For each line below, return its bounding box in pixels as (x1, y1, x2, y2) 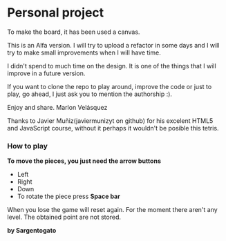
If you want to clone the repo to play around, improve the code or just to (7, 82, 212, 90)
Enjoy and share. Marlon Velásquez (7, 103, 108, 111)
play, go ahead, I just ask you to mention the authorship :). (7, 90, 173, 98)
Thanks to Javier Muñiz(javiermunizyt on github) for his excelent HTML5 (7, 116, 214, 125)
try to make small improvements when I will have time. (7, 48, 161, 57)
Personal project (7, 5, 104, 21)
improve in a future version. (7, 69, 86, 77)
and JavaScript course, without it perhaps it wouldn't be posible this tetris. (7, 124, 219, 132)
